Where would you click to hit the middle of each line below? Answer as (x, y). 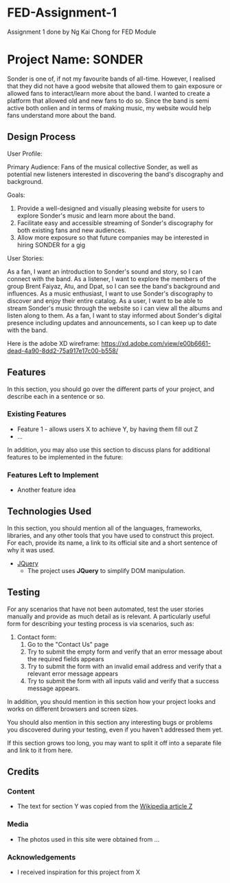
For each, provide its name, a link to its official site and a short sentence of (112, 543)
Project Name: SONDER (75, 60)
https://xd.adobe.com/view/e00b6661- (156, 343)
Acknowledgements (42, 857)
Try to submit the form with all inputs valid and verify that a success (123, 681)
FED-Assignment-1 (62, 13)
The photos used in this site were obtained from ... (88, 839)
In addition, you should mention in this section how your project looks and (112, 701)
